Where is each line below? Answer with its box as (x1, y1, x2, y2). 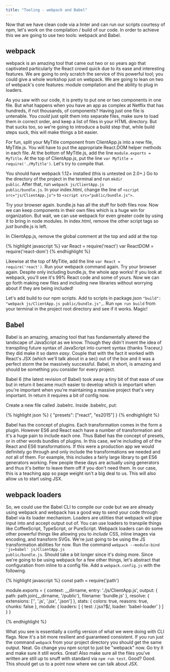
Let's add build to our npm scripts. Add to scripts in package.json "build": (6, 295, 161, 301)
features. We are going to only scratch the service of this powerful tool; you (6, 71, 163, 77)
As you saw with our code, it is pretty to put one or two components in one (6, 97, 161, 103)
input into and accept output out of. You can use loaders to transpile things (6, 520, 162, 526)
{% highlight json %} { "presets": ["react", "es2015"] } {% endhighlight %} (6, 412, 160, 418)
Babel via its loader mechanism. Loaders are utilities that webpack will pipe (6, 515, 162, 521)
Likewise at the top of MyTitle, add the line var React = (6, 258, 120, 264)
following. (6, 568, 26, 574)
